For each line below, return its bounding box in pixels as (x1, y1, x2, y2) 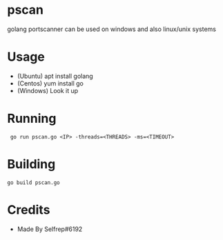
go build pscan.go (7, 179, 60, 186)
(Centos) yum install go (17, 79, 84, 88)
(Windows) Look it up (17, 86, 79, 94)
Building (7, 157, 56, 172)
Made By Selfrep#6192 (17, 225, 83, 233)
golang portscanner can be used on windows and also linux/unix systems (7, 25, 216, 33)
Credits (7, 202, 50, 217)
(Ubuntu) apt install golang (17, 72, 93, 80)
